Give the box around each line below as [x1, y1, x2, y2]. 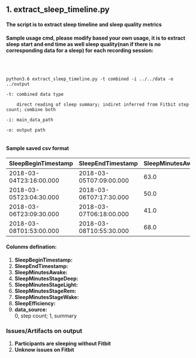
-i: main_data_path [6, 117, 54, 123]
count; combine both [6, 107, 57, 113]
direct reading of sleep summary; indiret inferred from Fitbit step [16, 102, 190, 107]
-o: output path [6, 127, 45, 133]
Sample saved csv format [6, 144, 69, 151]
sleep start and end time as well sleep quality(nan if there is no [6, 40, 161, 47]
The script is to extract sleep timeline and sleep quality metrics [6, 20, 162, 28]
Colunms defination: [6, 243, 57, 250]
